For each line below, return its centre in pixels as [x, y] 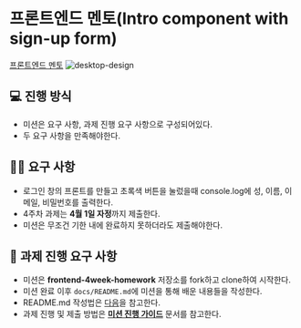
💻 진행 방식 [41, 97]
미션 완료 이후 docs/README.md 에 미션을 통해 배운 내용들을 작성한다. [142, 292]
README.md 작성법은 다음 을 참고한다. [92, 302]
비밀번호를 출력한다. [78, 202]
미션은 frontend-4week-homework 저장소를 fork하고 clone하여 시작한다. [157, 280]
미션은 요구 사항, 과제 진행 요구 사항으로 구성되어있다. [117, 124]
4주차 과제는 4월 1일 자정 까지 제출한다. [92, 213]
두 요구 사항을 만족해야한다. [72, 135]
